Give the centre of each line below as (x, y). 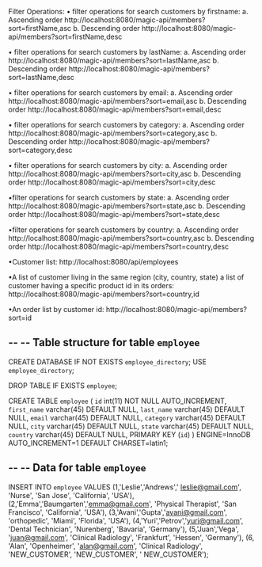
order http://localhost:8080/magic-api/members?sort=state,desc (114, 214)
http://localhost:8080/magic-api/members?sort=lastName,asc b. (114, 60)
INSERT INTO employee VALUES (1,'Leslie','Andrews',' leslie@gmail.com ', (125, 487)
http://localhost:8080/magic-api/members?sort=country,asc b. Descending (131, 238)
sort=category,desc (40, 150)
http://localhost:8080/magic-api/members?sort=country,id (104, 294)
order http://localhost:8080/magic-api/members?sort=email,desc (115, 109)
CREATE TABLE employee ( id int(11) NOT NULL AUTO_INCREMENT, (118, 401)
